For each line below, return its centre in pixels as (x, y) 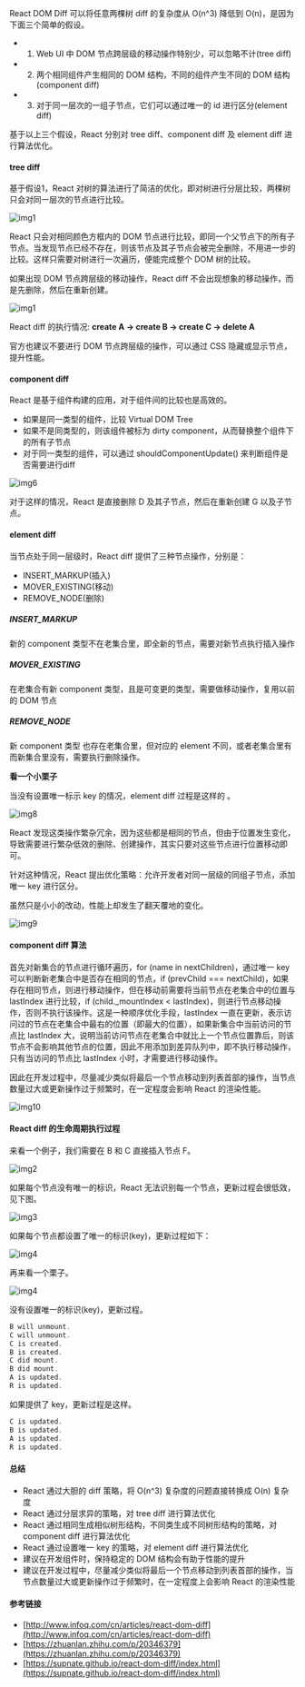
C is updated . (36, 1421)
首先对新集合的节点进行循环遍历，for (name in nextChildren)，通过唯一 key (150, 967)
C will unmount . (40, 1335)
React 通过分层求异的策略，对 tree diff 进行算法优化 (119, 1513)
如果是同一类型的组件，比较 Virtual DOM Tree (108, 420)
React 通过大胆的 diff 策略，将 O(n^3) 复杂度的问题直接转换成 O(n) (147, 1490)
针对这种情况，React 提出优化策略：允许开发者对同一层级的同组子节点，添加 (152, 874)
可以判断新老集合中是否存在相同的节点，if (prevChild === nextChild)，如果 (149, 978)
